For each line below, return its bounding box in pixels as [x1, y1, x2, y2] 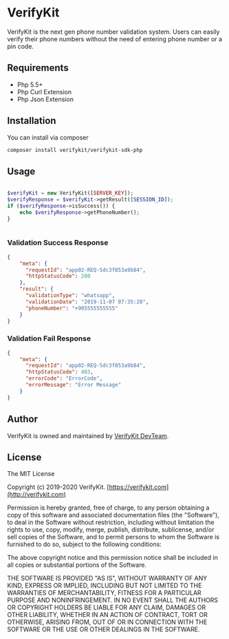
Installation [7, 115, 56, 127]
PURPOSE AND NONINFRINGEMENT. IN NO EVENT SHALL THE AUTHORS [7, 596, 219, 605]
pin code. [7, 42, 34, 50]
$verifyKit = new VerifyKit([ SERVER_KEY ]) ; [7, 190, 134, 197]
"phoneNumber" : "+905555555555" [25, 305, 118, 312]
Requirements [7, 62, 69, 74]
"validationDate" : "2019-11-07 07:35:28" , [25, 298, 149, 305]
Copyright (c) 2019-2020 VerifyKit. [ [7, 483, 109, 491]
